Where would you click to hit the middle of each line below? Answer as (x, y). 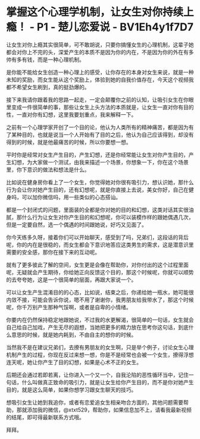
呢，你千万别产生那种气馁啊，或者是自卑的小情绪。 (69, 307)
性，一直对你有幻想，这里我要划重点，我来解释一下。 (71, 114)
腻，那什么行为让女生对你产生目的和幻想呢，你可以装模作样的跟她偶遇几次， (100, 217)
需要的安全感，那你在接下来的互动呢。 (53, 252)
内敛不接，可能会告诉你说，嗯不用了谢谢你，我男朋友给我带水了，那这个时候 (100, 300)
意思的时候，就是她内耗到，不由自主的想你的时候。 (74, 334)
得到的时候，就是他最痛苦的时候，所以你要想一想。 (69, 142)
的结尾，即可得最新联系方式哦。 (45, 417)
